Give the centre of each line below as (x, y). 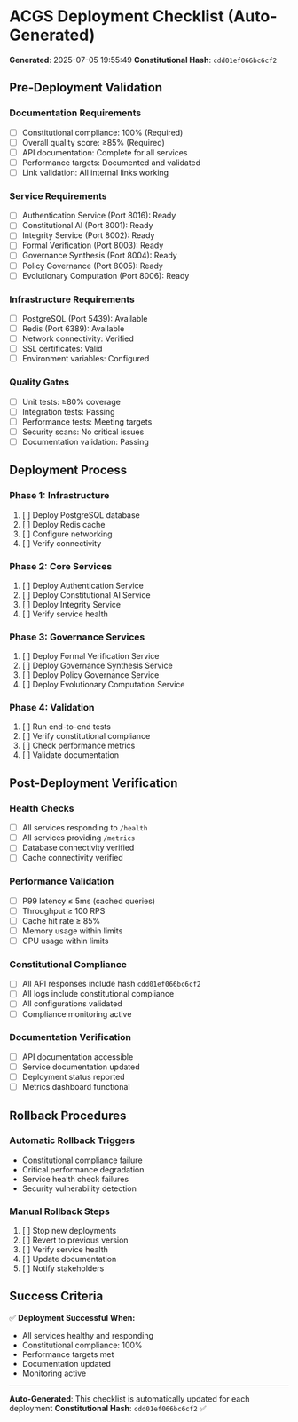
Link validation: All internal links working (95, 172)
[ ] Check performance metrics (78, 746)
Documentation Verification (70, 1037)
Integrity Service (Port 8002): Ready (88, 235)
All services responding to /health (85, 828)
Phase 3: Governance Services (77, 637)
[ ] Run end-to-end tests (66, 727)
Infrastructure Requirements (72, 299)
